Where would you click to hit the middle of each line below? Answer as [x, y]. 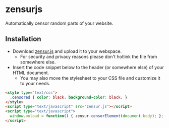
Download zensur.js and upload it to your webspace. [67, 51]
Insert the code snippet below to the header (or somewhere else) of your [88, 67]
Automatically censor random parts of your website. [59, 23]
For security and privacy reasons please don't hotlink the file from [89, 56]
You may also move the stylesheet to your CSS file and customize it [90, 78]
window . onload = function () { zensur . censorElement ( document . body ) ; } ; [87, 116]
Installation [23, 39]
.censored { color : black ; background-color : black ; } [69, 97]
